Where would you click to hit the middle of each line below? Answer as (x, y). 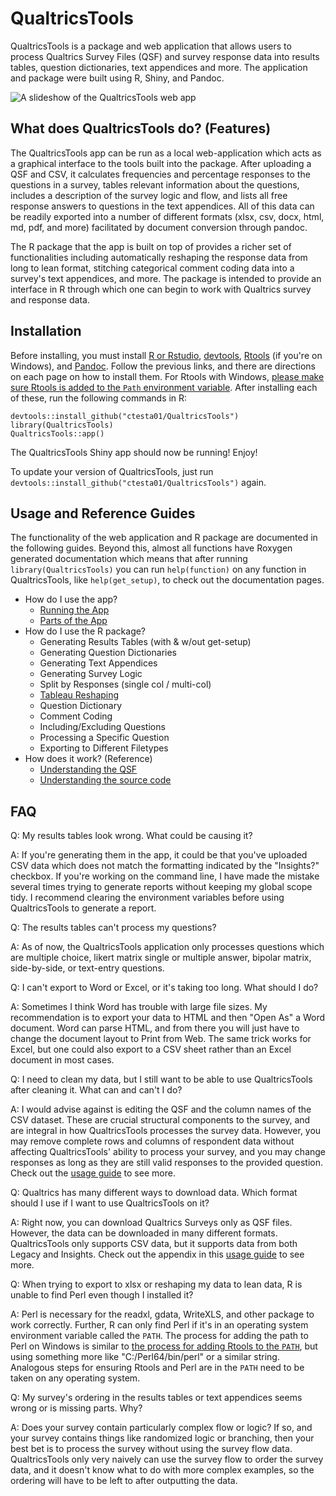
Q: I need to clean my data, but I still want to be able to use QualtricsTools (161, 1079)
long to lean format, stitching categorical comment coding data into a (152, 268)
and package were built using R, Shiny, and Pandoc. (117, 78)
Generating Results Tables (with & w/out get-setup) (145, 642)
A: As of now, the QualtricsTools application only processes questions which (167, 947)
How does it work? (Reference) (88, 759)
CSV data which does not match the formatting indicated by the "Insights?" (165, 866)
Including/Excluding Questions (102, 727)
